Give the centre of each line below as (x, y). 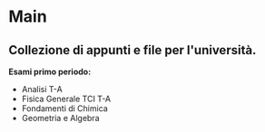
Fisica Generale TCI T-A (66, 99)
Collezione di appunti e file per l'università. (132, 50)
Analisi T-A (42, 89)
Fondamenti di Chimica (64, 108)
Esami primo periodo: (50, 71)
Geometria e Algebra (61, 118)
